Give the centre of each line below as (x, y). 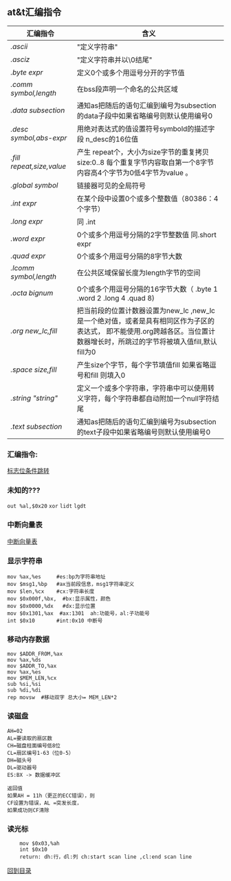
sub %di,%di (24, 690)
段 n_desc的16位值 (108, 139)
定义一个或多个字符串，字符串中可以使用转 (146, 388)
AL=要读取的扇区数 (30, 738)
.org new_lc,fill (34, 331)
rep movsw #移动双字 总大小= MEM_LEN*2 (62, 698)
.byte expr (27, 72)
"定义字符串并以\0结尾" (114, 59)
